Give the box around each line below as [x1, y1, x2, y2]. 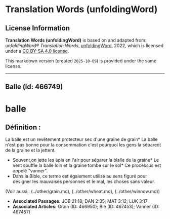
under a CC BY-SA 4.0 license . [5, 48, 69, 54]
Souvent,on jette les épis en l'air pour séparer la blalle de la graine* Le [12, 157, 159, 163]
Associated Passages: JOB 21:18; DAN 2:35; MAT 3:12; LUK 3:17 [12, 198, 148, 204]
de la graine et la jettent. [5, 147, 56, 153]
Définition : [5, 123, 41, 131]
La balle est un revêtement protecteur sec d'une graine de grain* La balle [5, 136, 158, 142]
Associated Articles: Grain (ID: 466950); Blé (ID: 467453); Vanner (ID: [12, 204, 160, 210]
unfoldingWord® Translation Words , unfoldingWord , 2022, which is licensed [5, 43, 163, 49]
